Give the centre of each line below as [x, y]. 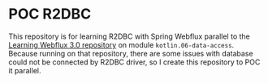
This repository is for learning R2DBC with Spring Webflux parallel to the [129, 36]
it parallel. [25, 70]
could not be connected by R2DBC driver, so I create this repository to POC [134, 62]
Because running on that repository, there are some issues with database [131, 53]
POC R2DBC [50, 14]
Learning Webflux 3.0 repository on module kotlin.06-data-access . [121, 44]
